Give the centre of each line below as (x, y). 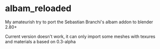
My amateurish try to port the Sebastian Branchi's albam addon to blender (79, 22)
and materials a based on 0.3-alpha (40, 41)
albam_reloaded (38, 8)
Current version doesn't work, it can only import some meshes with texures (80, 36)
